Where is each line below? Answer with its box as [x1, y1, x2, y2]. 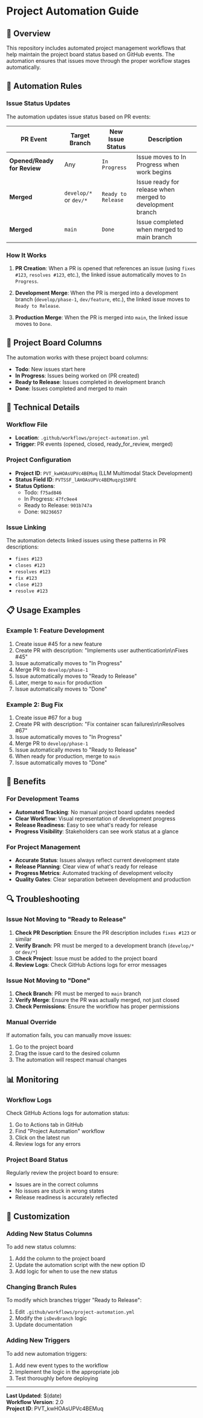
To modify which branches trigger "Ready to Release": [6, 1296, 142, 1304]
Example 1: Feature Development [6, 626, 105, 635]
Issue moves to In [136, 152, 186, 161]
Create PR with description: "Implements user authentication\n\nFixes [14, 646, 188, 654]
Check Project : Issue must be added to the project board [14, 954, 158, 962]
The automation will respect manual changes [14, 1056, 127, 1064]
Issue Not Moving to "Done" [6, 976, 91, 984]
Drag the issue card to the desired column [14, 1050, 120, 1057]
